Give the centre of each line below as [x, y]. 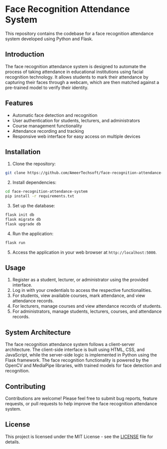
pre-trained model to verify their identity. [47, 88]
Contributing [25, 386]
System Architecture [38, 332]
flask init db [20, 215]
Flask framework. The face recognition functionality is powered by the [77, 360]
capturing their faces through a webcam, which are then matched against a [82, 82]
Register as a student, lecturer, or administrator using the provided [80, 280]
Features [19, 103]
